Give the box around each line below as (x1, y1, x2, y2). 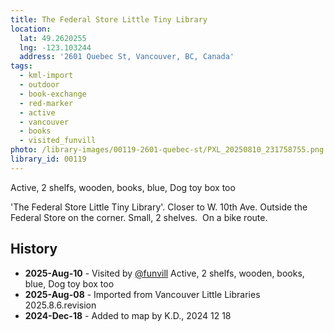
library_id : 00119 (10, 154, 87, 164)
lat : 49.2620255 (19, 33, 87, 43)
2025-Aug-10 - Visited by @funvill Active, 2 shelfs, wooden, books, (24, 267, 305, 279)
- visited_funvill (19, 136, 97, 146)
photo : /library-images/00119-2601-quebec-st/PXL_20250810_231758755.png (10, 145, 325, 155)
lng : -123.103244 (19, 42, 92, 53)
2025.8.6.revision (24, 299, 97, 311)
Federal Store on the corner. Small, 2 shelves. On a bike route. (10, 211, 268, 223)
